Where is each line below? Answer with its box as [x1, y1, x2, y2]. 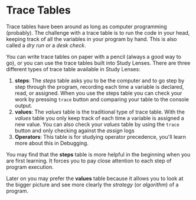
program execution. [6, 163, 54, 171]
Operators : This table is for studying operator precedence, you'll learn [14, 133, 186, 140]
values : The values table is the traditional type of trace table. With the [14, 108, 185, 115]
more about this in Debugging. [14, 139, 89, 146]
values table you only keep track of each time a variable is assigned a [14, 114, 184, 121]
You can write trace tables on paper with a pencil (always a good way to [6, 53, 182, 60]
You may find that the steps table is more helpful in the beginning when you [6, 151, 191, 158]
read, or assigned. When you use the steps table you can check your [14, 89, 182, 96]
